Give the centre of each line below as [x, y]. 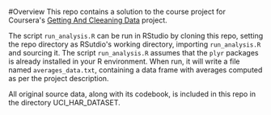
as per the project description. [59, 78]
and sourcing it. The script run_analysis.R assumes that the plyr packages [133, 53]
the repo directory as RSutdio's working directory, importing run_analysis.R [135, 44]
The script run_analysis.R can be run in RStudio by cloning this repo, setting [136, 36]
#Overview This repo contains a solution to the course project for [117, 12]
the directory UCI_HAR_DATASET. [65, 103]
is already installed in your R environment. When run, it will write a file [124, 61]
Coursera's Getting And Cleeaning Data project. [88, 20]
